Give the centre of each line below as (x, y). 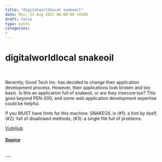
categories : (17, 28)
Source (13, 139)
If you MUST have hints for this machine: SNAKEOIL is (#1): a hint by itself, (81, 113)
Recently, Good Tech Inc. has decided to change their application (72, 82)
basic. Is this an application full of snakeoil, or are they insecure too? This (81, 92)
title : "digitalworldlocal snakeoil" (44, 10)
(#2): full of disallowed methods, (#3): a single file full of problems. (74, 118)
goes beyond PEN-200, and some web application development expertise (81, 98)
